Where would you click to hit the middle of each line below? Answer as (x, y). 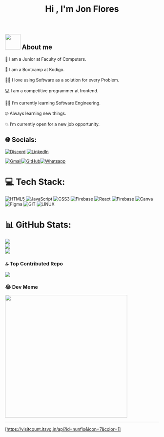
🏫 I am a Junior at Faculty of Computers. (46, 59)
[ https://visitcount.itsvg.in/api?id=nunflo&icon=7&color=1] (63, 429)
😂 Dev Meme (21, 287)
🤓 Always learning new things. (36, 113)
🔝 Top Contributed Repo (34, 264)
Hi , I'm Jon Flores (82, 9)
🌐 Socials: (21, 140)
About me (37, 47)
